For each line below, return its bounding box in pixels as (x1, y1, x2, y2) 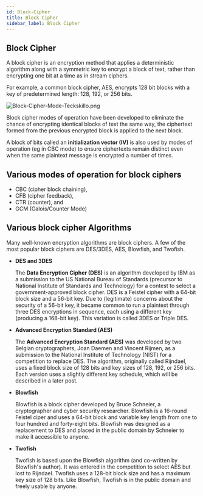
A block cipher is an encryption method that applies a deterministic (6, 59, 174, 66)
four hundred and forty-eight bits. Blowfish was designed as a (15, 420, 171, 427)
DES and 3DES (15, 257, 53, 264)
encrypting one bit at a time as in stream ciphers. (6, 72, 129, 79)
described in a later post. (15, 376, 78, 384)
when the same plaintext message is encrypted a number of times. (6, 152, 173, 159)
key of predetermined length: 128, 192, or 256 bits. (6, 90, 132, 98)
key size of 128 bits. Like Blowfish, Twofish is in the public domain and (15, 476, 191, 483)
